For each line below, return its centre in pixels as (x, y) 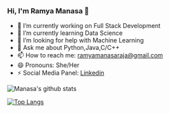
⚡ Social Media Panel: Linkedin (61, 73)
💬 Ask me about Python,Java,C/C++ (68, 48)
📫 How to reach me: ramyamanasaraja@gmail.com (90, 55)
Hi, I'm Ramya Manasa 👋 (48, 11)
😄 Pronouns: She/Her (48, 65)
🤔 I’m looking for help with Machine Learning (81, 40)
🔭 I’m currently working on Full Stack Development (89, 26)
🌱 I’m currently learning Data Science (70, 33)
